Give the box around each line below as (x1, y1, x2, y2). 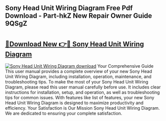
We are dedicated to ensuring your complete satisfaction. (5, 111, 122, 116)
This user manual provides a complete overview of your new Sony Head (5, 69, 152, 74)
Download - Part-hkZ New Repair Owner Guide (5, 12, 152, 20)
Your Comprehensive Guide (97, 63, 154, 69)
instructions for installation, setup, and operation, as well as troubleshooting (5, 89, 160, 95)
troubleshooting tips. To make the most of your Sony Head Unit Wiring (5, 79, 149, 84)
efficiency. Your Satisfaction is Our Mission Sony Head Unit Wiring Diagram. (5, 105, 160, 111)
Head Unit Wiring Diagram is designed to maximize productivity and (5, 100, 144, 106)
